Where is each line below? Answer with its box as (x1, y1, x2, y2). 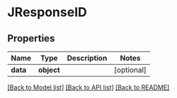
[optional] (114, 65, 147, 75)
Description (67, 54, 108, 63)
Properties (7, 32, 55, 44)
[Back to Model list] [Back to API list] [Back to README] (7, 83, 170, 92)
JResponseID (7, 4, 87, 20)
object (38, 65, 60, 75)
